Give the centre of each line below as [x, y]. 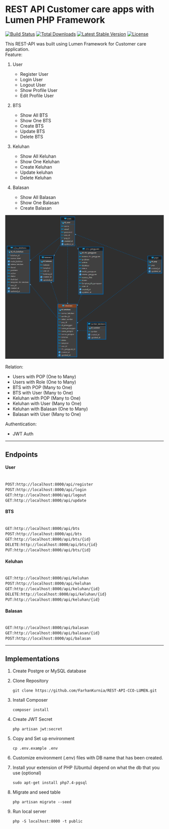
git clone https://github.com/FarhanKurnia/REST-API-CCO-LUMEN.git [84, 691]
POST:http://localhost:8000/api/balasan [48, 639]
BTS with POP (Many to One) [42, 387]
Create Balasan [36, 208]
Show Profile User [39, 90]
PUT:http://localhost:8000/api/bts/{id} [48, 550]
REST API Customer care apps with [80, 9]
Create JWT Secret [32, 719]
